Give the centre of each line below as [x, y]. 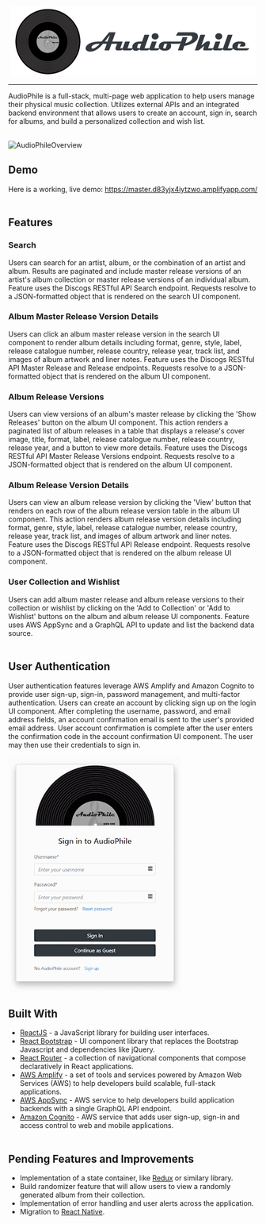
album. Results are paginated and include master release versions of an [125, 271]
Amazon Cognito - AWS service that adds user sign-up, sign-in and [129, 1117]
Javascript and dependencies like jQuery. [87, 1049]
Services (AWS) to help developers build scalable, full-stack [118, 1084]
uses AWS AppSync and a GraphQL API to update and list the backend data [131, 625]
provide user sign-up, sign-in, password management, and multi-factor [124, 694]
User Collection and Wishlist [64, 582]
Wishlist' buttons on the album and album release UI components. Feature [129, 616]
